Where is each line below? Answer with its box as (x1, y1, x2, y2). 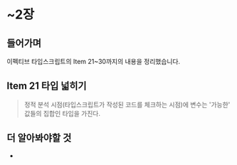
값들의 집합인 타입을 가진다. (23, 109, 101, 117)
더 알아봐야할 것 (6, 132, 72, 144)
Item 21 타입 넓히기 (6, 80, 87, 92)
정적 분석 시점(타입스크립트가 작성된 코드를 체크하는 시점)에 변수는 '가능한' (23, 100, 231, 109)
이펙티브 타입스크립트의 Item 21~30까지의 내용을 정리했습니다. (6, 58, 181, 65)
